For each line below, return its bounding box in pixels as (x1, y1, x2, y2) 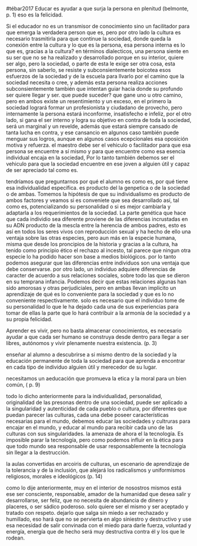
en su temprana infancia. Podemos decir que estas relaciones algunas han (6, 278, 187, 285)
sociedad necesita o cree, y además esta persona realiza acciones (6, 79, 168, 86)
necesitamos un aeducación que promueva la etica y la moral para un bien (6, 375, 187, 382)
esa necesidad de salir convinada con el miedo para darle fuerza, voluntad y (6, 522, 191, 529)
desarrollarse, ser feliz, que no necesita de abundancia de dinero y (6, 497, 168, 504)
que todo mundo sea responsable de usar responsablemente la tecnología (6, 443, 186, 449)
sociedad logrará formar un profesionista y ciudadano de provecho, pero (6, 104, 182, 111)
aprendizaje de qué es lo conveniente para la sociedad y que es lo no (6, 291, 175, 297)
